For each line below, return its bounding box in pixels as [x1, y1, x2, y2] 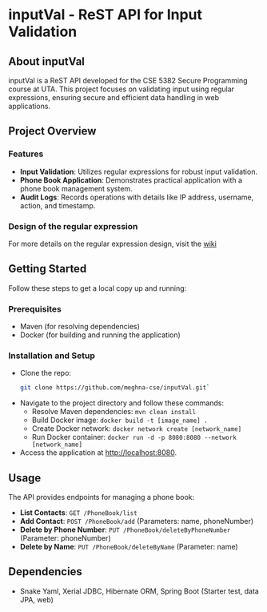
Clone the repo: [19, 368, 72, 378]
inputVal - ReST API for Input [8, 6, 202, 24]
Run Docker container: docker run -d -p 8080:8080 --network [31, 433, 237, 442]
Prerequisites [8, 303, 62, 314]
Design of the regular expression [8, 220, 138, 232]
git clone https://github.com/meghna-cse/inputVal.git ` [19, 384, 210, 392]
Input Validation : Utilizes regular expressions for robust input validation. [19, 167, 258, 176]
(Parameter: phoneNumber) [19, 533, 111, 543]
